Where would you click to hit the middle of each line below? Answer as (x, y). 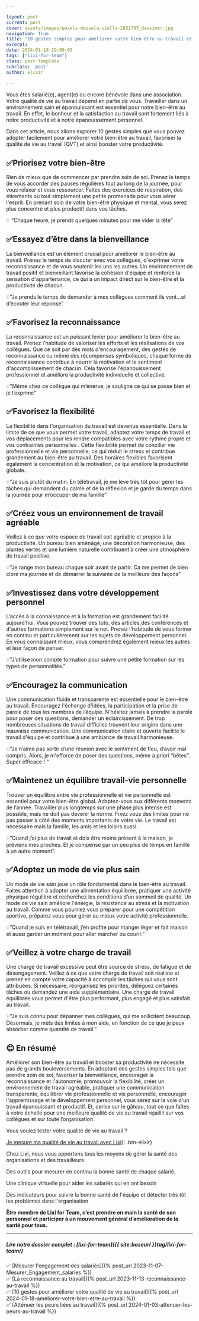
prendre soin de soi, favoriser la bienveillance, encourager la (80, 1075)
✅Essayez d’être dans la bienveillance (78, 240)
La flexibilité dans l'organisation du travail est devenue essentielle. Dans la (97, 425)
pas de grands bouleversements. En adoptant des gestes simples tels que (96, 1069)
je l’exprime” (21, 393)
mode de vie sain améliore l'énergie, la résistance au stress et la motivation (98, 903)
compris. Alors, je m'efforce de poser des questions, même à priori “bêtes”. (98, 755)
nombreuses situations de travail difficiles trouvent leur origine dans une (94, 724)
